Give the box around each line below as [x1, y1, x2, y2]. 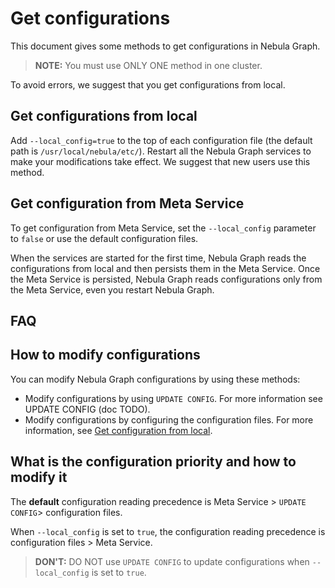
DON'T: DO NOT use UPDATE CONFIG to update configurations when [34, 555, 310, 567]
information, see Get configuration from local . [24, 424, 213, 436]
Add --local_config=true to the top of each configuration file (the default [10, 134, 313, 146]
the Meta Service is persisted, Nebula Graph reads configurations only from [10, 273, 323, 285]
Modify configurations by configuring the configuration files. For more [24, 413, 314, 426]
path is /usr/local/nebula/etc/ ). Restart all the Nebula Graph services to [10, 145, 312, 157]
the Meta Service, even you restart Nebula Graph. [10, 283, 215, 296]
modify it [10, 469, 68, 486]
